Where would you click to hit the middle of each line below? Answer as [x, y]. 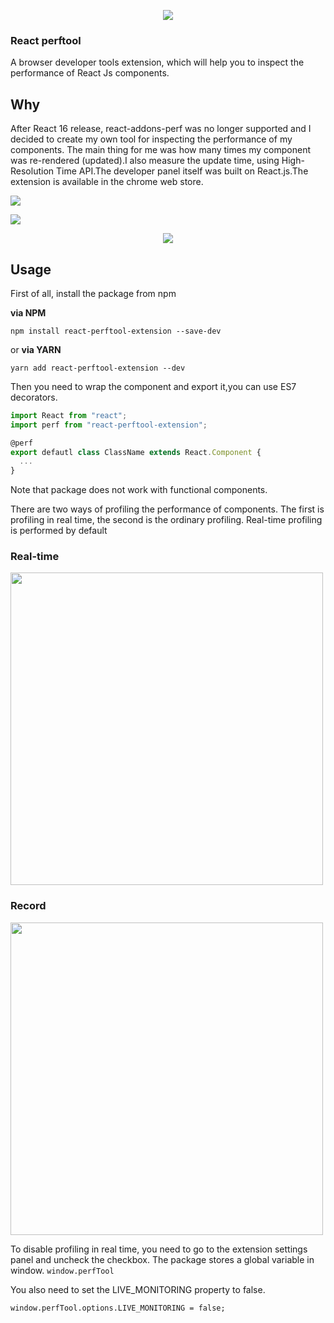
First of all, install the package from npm [93, 293]
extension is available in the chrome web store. [107, 182]
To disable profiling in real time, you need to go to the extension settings [159, 1249]
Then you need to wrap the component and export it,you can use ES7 [153, 386]
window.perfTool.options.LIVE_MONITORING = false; [118, 1308]
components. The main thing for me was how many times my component [161, 150]
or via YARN [36, 349]
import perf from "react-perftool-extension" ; [109, 425]
